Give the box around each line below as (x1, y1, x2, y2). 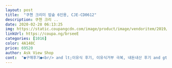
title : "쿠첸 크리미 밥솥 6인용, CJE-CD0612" (5, 12, 97, 17)
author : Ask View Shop (5, 50, 54, 55)
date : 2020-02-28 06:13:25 (5, 21, 63, 27)
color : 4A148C (5, 41, 36, 46)
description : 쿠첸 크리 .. (5, 17, 59, 22)
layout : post (5, 7, 33, 13)
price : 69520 (5, 46, 33, 51)
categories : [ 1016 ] (5, 36, 47, 41)
